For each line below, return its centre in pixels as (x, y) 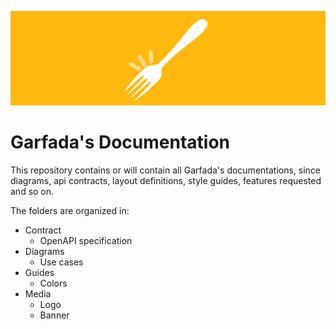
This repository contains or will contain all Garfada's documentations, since (166, 170)
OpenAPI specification (86, 241)
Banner (54, 315)
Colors (53, 283)
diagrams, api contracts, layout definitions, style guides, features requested (166, 181)
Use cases (61, 262)
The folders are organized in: (70, 211)
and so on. (32, 192)
